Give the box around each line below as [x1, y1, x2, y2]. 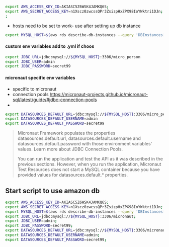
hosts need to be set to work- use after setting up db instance [12, 23, 141, 29]
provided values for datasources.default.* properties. [17, 172, 128, 178]
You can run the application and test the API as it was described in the [17, 156, 163, 162]
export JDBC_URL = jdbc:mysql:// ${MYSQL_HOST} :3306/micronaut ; [5, 214, 136, 219]
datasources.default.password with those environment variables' [17, 141, 152, 147]
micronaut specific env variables [5, 74, 75, 80]
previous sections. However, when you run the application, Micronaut [17, 161, 161, 168]
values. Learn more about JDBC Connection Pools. [17, 146, 123, 152]
